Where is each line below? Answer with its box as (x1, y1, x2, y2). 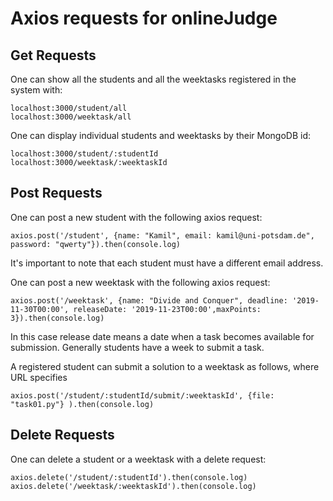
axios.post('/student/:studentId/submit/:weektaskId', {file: (10, 390, 275, 401)
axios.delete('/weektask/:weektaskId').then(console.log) (10, 481, 257, 491)
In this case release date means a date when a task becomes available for (10, 330, 315, 342)
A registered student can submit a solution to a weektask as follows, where (10, 360, 320, 372)
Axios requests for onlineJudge (10, 7, 278, 30)
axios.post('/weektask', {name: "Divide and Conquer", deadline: (10, 295, 288, 306)
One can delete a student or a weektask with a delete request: (10, 453, 267, 465)
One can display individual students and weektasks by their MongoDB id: (10, 130, 311, 141)
